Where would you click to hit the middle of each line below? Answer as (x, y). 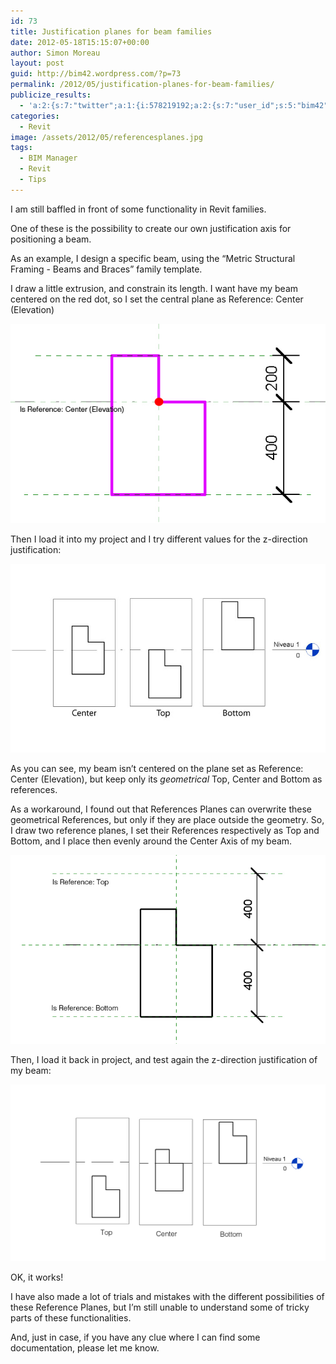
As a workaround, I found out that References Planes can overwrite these (161, 809)
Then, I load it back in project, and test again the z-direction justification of (164, 1060)
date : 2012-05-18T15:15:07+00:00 (80, 42)
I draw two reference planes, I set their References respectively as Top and (165, 830)
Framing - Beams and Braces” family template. (106, 269)
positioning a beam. (51, 239)
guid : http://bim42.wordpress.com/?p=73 (96, 74)
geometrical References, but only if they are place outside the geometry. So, (167, 819)
